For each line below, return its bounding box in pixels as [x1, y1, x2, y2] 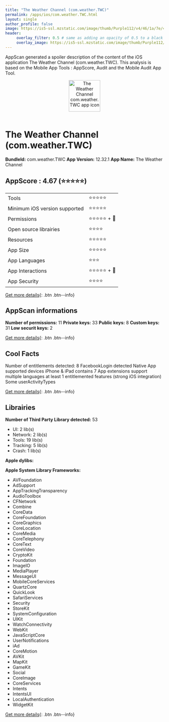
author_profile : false [5, 21, 53, 27]
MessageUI [12, 573, 37, 579]
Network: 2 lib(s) [12, 431, 48, 438]
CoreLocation [12, 525, 41, 531]
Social [12, 669, 26, 675]
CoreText [12, 541, 32, 547]
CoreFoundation [12, 514, 46, 520]
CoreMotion [12, 648, 38, 654]
